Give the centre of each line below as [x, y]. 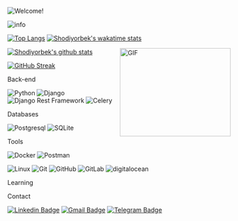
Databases [23, 114]
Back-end [22, 79]
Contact [19, 196]
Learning [21, 183]
